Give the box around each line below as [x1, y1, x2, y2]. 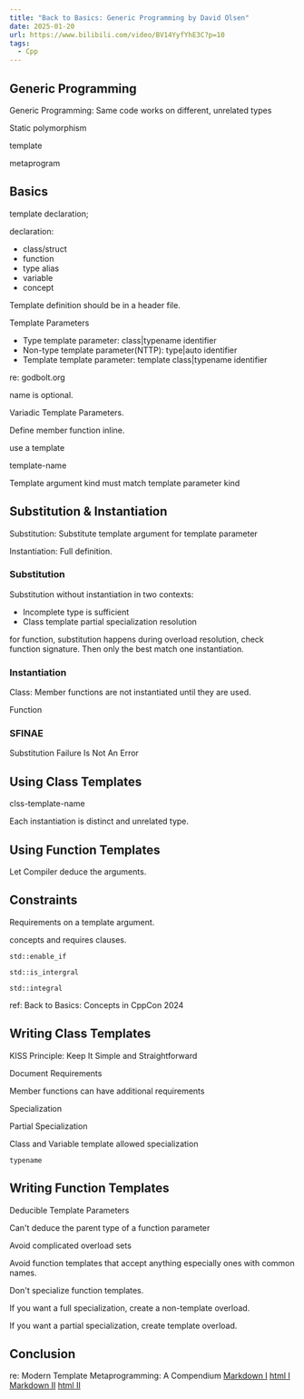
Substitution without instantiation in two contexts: [9, 588, 194, 600]
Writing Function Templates [9, 1181, 170, 1196]
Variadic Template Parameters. [9, 406, 124, 418]
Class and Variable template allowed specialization [9, 1138, 199, 1149]
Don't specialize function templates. [9, 1284, 144, 1295]
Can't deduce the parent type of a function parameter [9, 1222, 211, 1233]
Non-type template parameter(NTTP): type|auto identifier [22, 345, 238, 355]
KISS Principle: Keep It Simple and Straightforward [9, 1050, 198, 1061]
